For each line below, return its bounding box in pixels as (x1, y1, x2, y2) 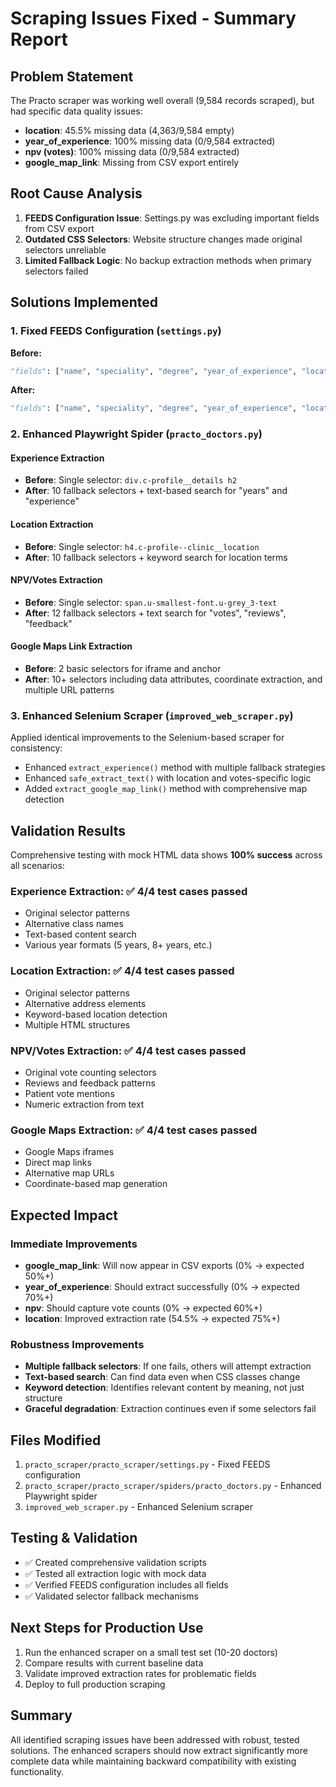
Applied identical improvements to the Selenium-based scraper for (10, 732, 285, 744)
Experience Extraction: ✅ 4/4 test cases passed (10, 885, 248, 899)
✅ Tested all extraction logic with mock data (24, 1567, 207, 1579)
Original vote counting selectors (24, 1066, 157, 1078)
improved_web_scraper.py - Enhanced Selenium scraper (24, 1501, 253, 1513)
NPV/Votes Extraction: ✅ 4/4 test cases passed (10, 1043, 247, 1057)
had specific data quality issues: (10, 105, 143, 117)
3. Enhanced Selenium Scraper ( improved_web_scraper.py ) (10, 708, 294, 722)
